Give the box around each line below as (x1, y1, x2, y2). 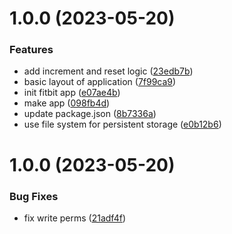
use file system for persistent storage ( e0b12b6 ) (23, 118, 222, 131)
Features (9, 43, 54, 57)
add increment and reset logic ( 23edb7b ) (23, 65, 194, 77)
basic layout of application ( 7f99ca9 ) (23, 76, 177, 88)
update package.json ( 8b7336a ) (23, 108, 157, 120)
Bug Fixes (9, 189, 59, 203)
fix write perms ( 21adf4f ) (23, 212, 126, 224)
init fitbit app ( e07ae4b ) (23, 87, 121, 99)
